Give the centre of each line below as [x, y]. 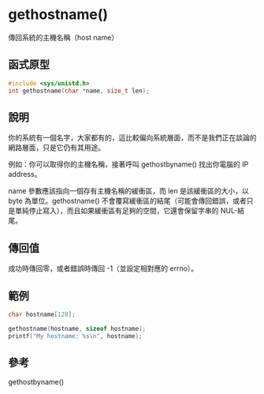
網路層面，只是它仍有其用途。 [56, 148]
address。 [25, 174]
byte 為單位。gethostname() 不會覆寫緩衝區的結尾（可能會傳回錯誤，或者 [127, 201]
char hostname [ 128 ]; [42, 314]
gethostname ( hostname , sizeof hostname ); [77, 328]
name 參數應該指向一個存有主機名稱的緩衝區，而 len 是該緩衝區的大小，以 [129, 191]
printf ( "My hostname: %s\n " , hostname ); [76, 336]
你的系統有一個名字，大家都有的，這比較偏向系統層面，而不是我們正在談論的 [132, 138]
